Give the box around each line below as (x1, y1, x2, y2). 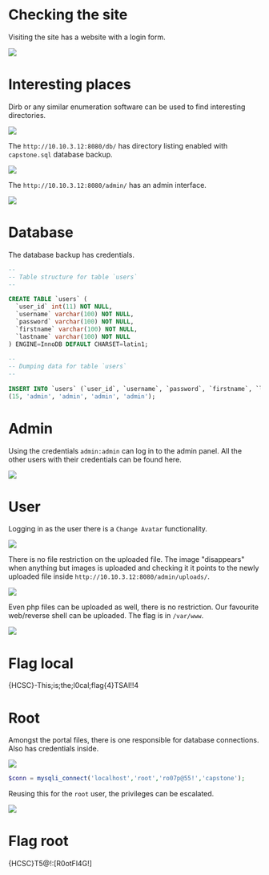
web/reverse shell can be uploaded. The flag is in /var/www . (8, 611, 204, 621)
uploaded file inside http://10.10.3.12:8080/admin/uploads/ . (8, 572, 210, 581)
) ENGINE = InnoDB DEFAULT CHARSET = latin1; (8, 340, 149, 348)
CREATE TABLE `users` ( (8, 295, 88, 303)
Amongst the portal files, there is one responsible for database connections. (8, 735, 259, 745)
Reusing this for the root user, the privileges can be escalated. (8, 789, 215, 799)
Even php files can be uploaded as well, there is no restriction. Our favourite (8, 602, 259, 612)
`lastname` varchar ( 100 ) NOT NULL (15, 332, 130, 340)
